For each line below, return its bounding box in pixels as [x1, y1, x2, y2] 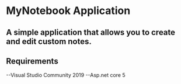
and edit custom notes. [6, 36, 92, 46]
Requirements [6, 56, 58, 66]
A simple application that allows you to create [6, 27, 176, 37]
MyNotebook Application [6, 4, 131, 17]
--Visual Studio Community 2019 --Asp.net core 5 [6, 72, 126, 79]
